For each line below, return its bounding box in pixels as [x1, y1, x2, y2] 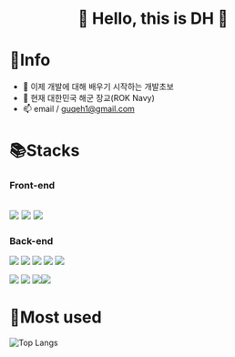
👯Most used [9, 307, 102, 328]
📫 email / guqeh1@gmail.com [22, 104, 135, 115]
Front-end [9, 179, 56, 192]
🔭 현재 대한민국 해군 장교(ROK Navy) [22, 93, 155, 104]
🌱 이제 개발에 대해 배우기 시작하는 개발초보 [22, 81, 175, 92]
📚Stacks [9, 140, 80, 161]
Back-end [9, 234, 54, 247]
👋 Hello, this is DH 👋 [77, 8, 229, 29]
